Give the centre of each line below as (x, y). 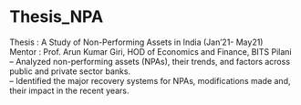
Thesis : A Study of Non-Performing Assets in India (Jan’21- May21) (136, 42)
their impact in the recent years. (69, 90)
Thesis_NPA (57, 17)
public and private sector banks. (70, 71)
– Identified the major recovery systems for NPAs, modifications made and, (150, 80)
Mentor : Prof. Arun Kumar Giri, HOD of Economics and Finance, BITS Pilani (150, 51)
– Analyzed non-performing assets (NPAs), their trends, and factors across (150, 61)
